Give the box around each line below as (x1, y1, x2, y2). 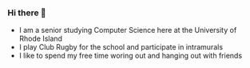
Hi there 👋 (7, 7, 47, 18)
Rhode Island (18, 34, 63, 43)
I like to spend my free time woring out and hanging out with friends (18, 51, 243, 61)
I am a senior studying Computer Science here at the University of (18, 26, 237, 35)
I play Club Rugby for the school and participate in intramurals (18, 42, 224, 52)
